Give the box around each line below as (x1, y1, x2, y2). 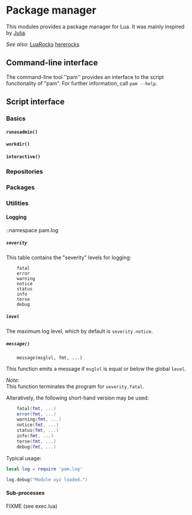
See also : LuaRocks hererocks (6, 41, 80, 48)
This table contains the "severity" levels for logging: (6, 254, 132, 261)
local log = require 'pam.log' (6, 466, 83, 472)
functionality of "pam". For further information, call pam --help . (6, 80, 157, 87)
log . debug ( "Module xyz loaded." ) (6, 477, 88, 483)
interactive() (6, 154, 41, 160)
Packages (6, 183, 35, 192)
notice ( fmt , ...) (16, 422, 59, 428)
